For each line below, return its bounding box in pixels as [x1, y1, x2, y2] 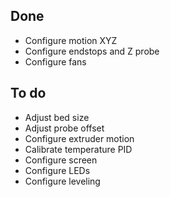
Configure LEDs [24, 164, 91, 176]
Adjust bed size [24, 111, 90, 123]
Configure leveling [24, 175, 101, 187]
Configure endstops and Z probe [24, 45, 160, 57]
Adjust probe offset [24, 122, 105, 134]
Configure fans [24, 55, 87, 68]
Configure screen [24, 154, 98, 166]
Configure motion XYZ [24, 34, 118, 46]
